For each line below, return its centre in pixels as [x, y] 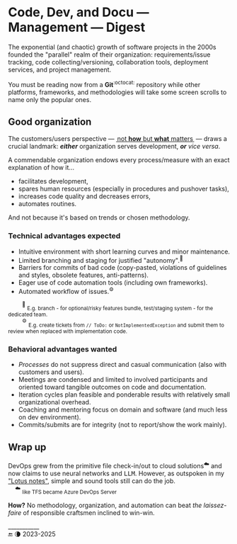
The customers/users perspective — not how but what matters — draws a [117, 139]
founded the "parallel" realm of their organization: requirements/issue [109, 55]
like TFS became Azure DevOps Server [69, 492]
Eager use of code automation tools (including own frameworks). [113, 283]
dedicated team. [28, 315]
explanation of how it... [41, 168]
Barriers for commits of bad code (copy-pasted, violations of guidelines [122, 268]
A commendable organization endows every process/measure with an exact [119, 160]
